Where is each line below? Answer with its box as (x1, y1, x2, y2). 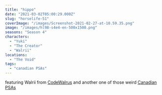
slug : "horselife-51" (5, 16, 49, 21)
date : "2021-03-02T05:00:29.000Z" (5, 12, 76, 17)
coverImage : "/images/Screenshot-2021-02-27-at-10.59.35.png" (5, 20, 135, 26)
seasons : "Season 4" (5, 30, 47, 35)
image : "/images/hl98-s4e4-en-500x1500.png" (5, 25, 97, 30)
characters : (5, 35, 29, 39)
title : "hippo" (5, 7, 36, 12)
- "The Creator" (9, 43, 43, 48)
